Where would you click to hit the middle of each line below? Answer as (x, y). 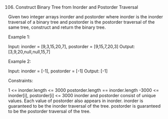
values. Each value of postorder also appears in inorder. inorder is (76, 101)
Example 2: (20, 61)
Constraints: (21, 81)
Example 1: (19, 37)
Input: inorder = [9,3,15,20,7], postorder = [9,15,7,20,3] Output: (72, 46)
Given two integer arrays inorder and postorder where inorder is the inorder (86, 17)
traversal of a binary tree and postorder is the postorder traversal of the (82, 22)
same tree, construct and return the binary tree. (57, 27)
